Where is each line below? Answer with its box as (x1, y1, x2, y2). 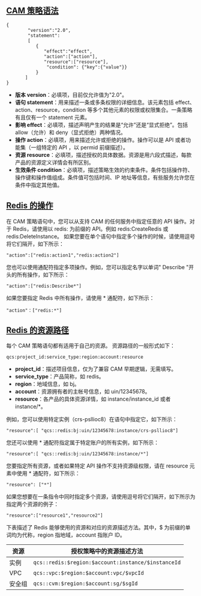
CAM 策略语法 (6, 5, 59, 16)
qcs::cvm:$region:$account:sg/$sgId (33, 580, 138, 587)
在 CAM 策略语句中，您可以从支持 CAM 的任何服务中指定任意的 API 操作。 (6, 217, 190, 225)
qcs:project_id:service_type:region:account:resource (6, 354, 144, 360)
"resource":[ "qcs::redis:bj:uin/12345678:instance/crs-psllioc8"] (6, 428, 179, 434)
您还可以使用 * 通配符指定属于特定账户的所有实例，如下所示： (6, 439, 159, 446)
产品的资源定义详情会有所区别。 (14, 159, 94, 166)
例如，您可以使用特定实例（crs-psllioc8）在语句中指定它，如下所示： (6, 416, 178, 423)
